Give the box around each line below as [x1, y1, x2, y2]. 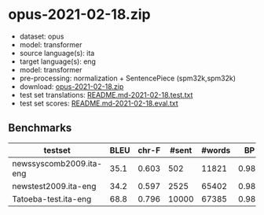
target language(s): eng [19, 57, 97, 66]
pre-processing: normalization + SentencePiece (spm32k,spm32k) [19, 73, 236, 83]
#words [201, 144, 231, 155]
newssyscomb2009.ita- [12, 158, 102, 169]
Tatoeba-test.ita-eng [12, 193, 92, 204]
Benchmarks [8, 121, 72, 135]
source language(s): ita [19, 48, 95, 57]
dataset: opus [19, 32, 64, 41]
